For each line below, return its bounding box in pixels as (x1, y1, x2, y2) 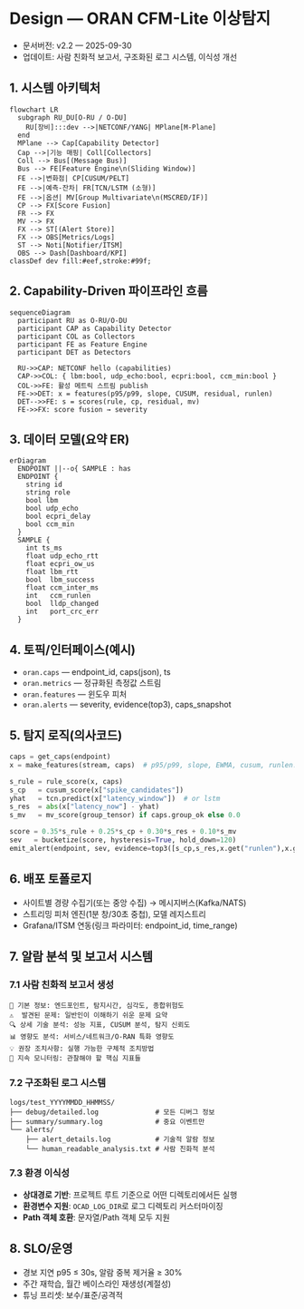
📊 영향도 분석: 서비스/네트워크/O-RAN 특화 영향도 (9, 1032, 175, 1041)
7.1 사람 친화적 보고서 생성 (9, 978, 115, 991)
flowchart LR (9, 105, 59, 114)
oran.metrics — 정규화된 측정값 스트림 (22, 678, 162, 689)
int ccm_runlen (25, 591, 91, 601)
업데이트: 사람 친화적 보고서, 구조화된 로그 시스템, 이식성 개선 (22, 51, 238, 62)
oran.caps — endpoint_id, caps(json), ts (22, 667, 171, 678)
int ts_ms (25, 543, 63, 553)
